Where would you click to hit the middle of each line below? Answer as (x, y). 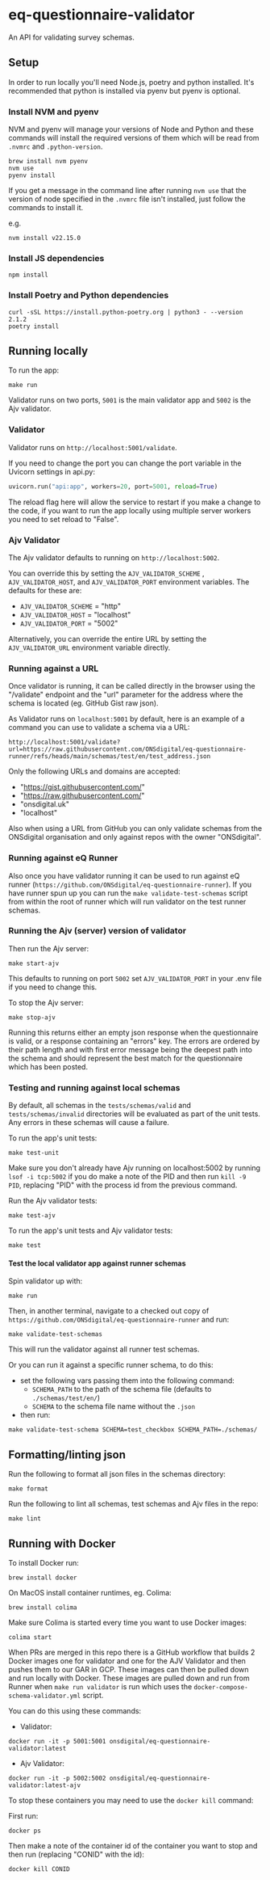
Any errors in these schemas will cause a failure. (89, 1123)
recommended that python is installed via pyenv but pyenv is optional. (125, 91)
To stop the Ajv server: (46, 1002)
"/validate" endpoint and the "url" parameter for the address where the (126, 695)
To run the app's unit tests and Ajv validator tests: (91, 1231)
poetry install (34, 326)
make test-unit (34, 1153)
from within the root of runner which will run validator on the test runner (127, 901)
